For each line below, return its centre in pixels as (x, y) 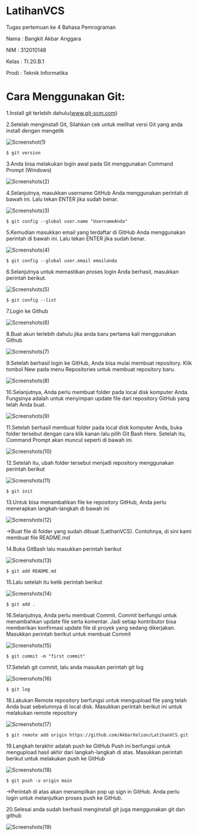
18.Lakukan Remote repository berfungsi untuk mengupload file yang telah (97, 700)
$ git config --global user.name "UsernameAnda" (67, 221)
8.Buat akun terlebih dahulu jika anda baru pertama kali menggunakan (91, 333)
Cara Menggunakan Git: (66, 97)
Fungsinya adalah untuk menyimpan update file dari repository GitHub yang (98, 398)
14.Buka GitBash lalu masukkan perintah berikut (64, 548)
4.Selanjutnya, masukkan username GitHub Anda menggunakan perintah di (97, 193)
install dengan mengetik (35, 130)
